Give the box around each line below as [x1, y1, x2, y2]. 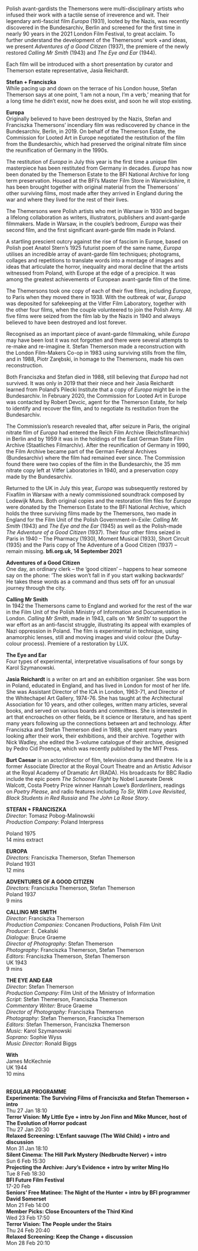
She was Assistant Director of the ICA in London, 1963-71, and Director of [6, 688, 185, 695]
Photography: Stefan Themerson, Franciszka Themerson [6, 1015, 145, 1021]
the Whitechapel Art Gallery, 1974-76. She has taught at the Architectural [6, 694, 183, 701]
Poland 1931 [6, 861, 35, 867]
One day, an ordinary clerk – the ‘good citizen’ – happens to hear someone [6, 566, 187, 572]
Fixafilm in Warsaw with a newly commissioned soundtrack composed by [6, 491, 185, 498]
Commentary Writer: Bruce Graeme [6, 1002, 93, 1009]
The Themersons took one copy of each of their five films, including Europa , [6, 287, 192, 294]
